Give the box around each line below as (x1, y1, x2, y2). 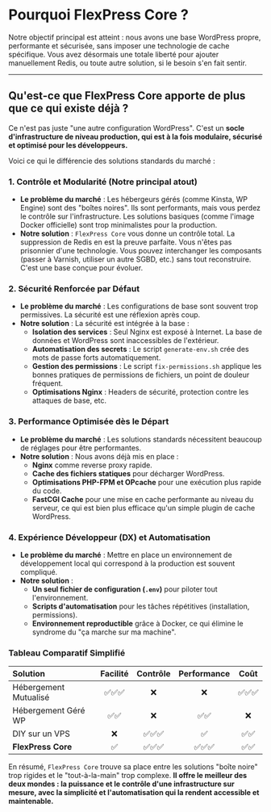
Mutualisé (12, 692, 50, 703)
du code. (31, 486, 62, 496)
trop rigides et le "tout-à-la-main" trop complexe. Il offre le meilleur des (8, 771, 248, 781)
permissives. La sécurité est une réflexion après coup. (19, 310, 201, 320)
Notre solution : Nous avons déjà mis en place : (19, 451, 179, 461)
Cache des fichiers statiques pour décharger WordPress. (31, 468, 225, 478)
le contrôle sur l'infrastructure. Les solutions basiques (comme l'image (19, 211, 255, 221)
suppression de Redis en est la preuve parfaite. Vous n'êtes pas (19, 237, 232, 247)
